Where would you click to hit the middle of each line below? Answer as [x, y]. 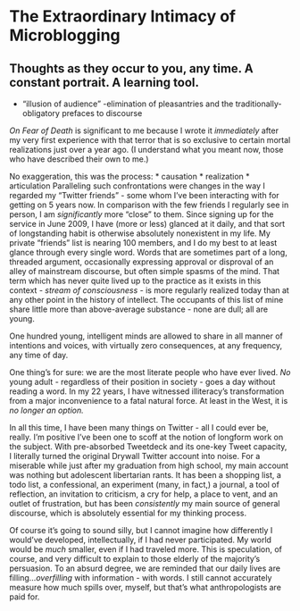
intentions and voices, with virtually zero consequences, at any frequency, [146, 345]
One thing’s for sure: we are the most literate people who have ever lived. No [150, 372]
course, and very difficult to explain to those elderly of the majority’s [135, 559]
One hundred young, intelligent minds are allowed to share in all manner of [146, 336]
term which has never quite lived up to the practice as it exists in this [135, 280]
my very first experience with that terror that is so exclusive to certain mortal [150, 140]
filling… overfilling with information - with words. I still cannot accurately [141, 578]
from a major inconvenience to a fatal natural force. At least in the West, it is [149, 401]
